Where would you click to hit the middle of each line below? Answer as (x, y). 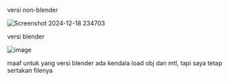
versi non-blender (33, 10)
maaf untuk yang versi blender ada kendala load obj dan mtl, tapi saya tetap (115, 63)
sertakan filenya (30, 70)
